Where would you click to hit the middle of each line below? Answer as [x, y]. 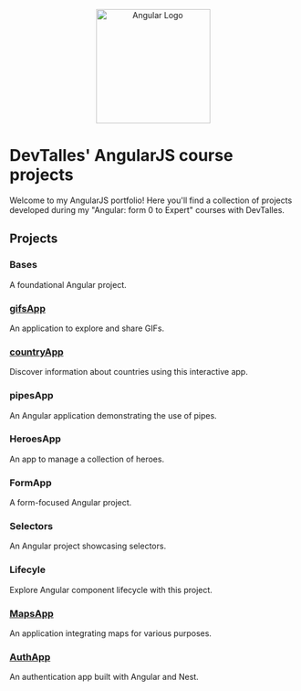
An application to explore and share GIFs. [87, 328]
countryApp [36, 352]
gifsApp [27, 308]
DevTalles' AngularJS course [121, 156]
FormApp [31, 483]
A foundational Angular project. [68, 284]
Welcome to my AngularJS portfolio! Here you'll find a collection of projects [151, 200]
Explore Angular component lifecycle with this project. [111, 590]
